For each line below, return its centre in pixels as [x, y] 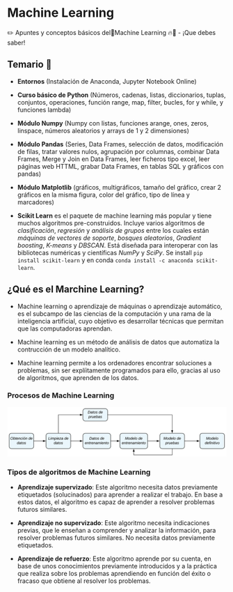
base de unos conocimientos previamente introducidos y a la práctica [117, 566]
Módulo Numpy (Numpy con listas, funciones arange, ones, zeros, [113, 123]
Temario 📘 [30, 64]
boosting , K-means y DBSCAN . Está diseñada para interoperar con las [118, 245]
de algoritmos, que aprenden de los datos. [78, 377]
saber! [16, 43]
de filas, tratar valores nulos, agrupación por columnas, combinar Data [118, 151]
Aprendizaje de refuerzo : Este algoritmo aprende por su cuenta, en [114, 559]
